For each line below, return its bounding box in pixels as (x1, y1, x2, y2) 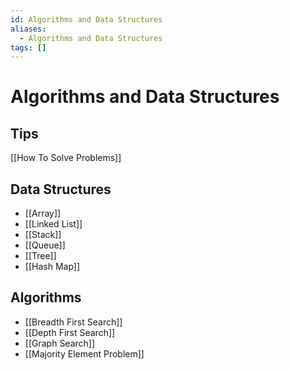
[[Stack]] (24, 229, 62, 241)
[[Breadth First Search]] (24, 316, 123, 328)
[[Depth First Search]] (24, 326, 116, 338)
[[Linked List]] (24, 218, 83, 230)
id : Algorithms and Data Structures (10, 14, 163, 25)
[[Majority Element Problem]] (24, 347, 145, 360)
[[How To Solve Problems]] (10, 152, 122, 164)
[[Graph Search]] (24, 337, 96, 349)
